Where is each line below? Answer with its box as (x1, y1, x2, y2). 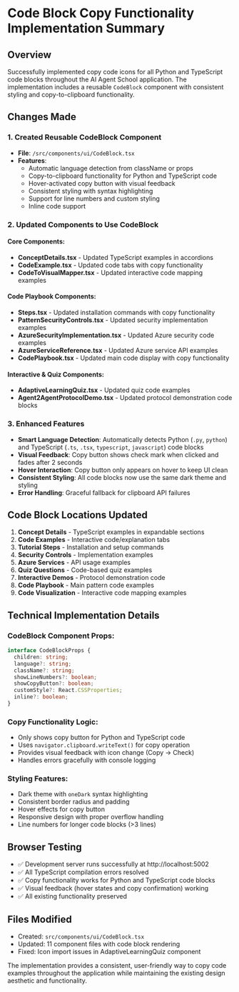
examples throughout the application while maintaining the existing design (7, 969, 226, 978)
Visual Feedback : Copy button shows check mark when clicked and (17, 450, 219, 459)
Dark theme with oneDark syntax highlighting (17, 790, 148, 798)
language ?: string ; (14, 660, 72, 667)
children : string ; (14, 653, 69, 661)
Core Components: (7, 237, 66, 246)
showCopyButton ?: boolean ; (14, 680, 94, 687)
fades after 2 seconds (17, 458, 83, 466)
